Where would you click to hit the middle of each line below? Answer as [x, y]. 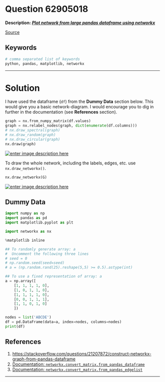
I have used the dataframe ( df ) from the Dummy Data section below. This [79, 101]
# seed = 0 [16, 258]
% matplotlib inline [25, 240]
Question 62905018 [47, 9]
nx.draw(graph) [21, 144]
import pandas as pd [26, 218]
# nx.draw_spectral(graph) [33, 130]
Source [12, 32]
